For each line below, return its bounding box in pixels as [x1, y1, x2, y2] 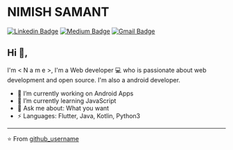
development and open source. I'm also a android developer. [7, 75, 181, 84]
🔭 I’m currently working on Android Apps [17, 89, 134, 97]
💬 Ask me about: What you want [17, 104, 110, 112]
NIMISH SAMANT [7, 4, 110, 20]
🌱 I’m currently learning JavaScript [17, 96, 116, 104]
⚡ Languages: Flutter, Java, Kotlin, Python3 [17, 111, 141, 120]
